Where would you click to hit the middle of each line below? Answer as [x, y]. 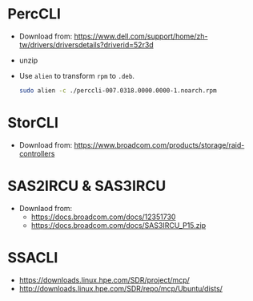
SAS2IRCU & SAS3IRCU [87, 186]
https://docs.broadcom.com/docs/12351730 [103, 217]
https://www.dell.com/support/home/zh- [141, 36]
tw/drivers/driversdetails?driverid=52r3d [86, 44]
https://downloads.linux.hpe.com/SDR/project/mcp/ [104, 280]
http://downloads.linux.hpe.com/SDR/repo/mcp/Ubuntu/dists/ [121, 288]
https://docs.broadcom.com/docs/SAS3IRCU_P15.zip [118, 225]
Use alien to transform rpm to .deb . [77, 75]
